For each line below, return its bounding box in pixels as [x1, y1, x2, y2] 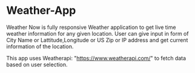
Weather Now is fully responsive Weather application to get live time [6, 24, 176, 31]
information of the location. [6, 43, 74, 50]
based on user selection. [6, 61, 68, 68]
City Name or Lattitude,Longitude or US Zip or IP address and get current [6, 36, 188, 43]
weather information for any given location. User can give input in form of [6, 30, 189, 37]
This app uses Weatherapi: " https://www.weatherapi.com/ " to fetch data [6, 54, 186, 62]
